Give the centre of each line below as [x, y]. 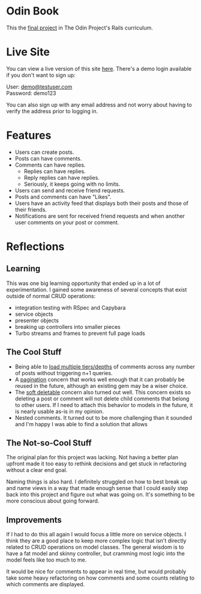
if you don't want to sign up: [41, 75]
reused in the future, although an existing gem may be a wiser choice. [101, 385]
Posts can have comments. [48, 158]
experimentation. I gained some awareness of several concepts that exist [97, 289]
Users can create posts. [44, 152]
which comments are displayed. [46, 584]
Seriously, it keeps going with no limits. [72, 184]
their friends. [31, 209]
